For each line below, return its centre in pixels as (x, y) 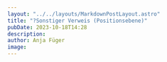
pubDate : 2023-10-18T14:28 (47, 27)
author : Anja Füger (36, 41)
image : (17, 47)
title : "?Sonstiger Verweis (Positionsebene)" (77, 21)
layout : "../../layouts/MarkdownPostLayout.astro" (84, 14)
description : (27, 34)
